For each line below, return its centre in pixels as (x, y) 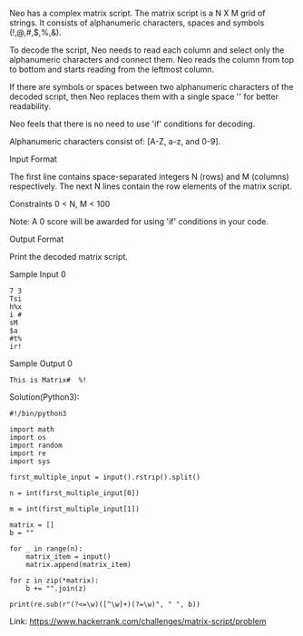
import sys (30, 462)
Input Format (33, 159)
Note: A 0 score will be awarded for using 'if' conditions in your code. (139, 221)
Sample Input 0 (38, 274)
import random (36, 445)
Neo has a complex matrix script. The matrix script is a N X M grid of (137, 13)
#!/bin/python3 (38, 413)
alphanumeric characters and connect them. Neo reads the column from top (152, 60)
